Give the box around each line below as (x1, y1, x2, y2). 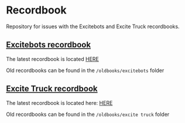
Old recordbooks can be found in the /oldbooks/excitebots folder (6, 67, 165, 74)
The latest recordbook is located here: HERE (6, 99, 113, 106)
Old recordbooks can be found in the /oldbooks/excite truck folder (6, 111, 170, 118)
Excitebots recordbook (6, 40, 91, 50)
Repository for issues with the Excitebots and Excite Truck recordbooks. (6, 23, 180, 30)
